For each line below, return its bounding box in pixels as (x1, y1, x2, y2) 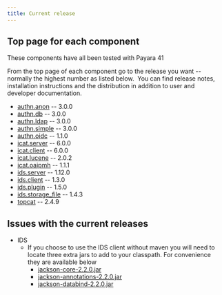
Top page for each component (7, 36, 140, 48)
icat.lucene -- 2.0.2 (17, 154, 72, 162)
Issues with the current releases (7, 218, 148, 230)
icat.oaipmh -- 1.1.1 (17, 161, 70, 170)
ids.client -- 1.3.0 (17, 176, 65, 184)
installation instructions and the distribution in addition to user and (7, 82, 195, 90)
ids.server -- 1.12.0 (17, 168, 70, 176)
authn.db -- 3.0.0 (17, 110, 67, 118)
